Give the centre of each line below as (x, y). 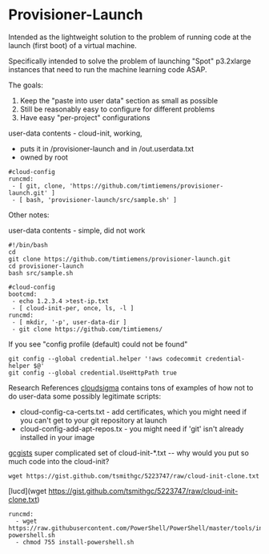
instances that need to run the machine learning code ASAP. (108, 69)
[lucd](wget (28, 491)
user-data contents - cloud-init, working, (75, 133)
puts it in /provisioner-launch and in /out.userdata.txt (107, 148)
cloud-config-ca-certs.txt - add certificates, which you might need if (133, 411)
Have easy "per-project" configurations (85, 117)
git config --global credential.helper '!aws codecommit (105, 358)
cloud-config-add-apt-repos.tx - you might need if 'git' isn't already (132, 429)
